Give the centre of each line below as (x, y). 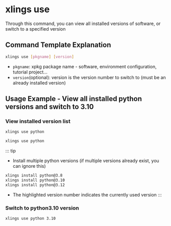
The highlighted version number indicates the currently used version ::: (87, 194)
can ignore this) (29, 166)
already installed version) (39, 83)
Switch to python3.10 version (42, 208)
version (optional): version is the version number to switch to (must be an (89, 77)
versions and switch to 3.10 (50, 107)
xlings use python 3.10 (31, 218)
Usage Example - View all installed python (74, 99)
